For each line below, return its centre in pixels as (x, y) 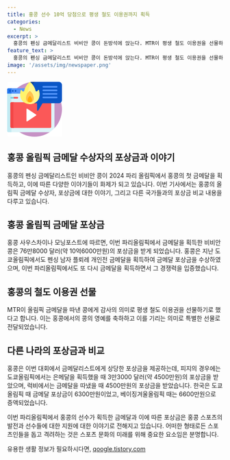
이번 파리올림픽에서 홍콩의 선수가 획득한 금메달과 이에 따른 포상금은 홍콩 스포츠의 (115, 417)
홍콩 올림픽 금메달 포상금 (56, 225)
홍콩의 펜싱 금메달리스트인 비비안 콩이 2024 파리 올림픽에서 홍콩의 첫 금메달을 (111, 175)
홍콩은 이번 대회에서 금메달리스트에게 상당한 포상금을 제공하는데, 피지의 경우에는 (114, 368)
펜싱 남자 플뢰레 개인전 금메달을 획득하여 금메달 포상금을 (122, 260)
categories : (24, 22)
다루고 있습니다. (28, 201)
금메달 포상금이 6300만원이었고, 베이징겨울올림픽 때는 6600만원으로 (125, 394)
